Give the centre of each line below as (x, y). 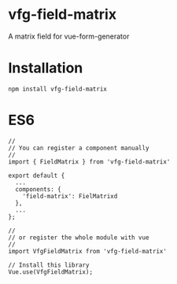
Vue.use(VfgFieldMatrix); (50, 272)
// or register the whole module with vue (79, 238)
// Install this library (49, 265)
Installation (46, 68)
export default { (37, 175)
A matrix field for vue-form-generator (69, 36)
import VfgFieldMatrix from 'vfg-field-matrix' (88, 251)
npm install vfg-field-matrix (58, 89)
